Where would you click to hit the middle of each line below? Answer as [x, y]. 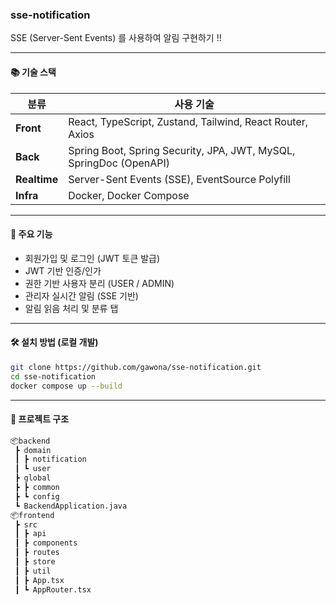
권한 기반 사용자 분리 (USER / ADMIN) [99, 283]
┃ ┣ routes [37, 553]
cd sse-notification [53, 376]
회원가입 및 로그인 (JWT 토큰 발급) [92, 258]
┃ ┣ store [35, 562]
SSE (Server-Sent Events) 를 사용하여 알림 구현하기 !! [116, 38]
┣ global [33, 478]
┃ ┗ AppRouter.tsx [53, 589]
